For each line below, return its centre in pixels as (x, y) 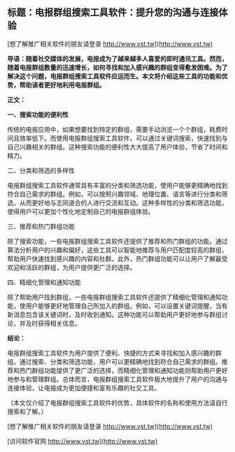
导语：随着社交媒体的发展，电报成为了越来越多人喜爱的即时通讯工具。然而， (117, 59)
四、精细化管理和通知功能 (44, 282)
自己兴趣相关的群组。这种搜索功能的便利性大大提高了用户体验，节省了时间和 (117, 147)
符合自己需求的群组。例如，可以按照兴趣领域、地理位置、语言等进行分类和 (114, 194)
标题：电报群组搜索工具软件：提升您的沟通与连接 (113, 13)
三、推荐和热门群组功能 (41, 226)
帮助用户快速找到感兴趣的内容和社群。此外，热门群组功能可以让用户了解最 (114, 258)
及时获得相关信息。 (53, 323)
